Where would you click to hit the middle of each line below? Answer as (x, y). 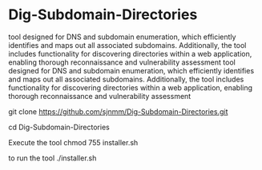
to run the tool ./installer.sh (52, 158)
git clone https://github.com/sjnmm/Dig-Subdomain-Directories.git (118, 111)
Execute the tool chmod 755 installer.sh (73, 142)
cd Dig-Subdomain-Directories (59, 127)
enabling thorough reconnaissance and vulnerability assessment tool (122, 62)
